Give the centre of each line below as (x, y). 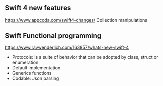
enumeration (25, 62)
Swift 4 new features (38, 8)
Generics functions (32, 73)
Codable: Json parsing (36, 78)
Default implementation (36, 67)
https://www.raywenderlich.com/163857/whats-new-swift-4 (67, 47)
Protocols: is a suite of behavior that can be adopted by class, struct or (85, 57)
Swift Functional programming (53, 36)
